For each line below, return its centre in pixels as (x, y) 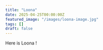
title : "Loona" (21, 10)
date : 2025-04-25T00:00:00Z (35, 15)
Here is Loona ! (21, 43)
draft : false (19, 29)
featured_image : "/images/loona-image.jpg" (52, 19)
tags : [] (14, 24)
